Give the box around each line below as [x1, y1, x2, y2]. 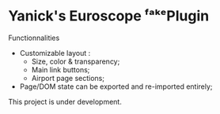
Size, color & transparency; [31, 57, 120, 66]
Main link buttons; [31, 64, 90, 74]
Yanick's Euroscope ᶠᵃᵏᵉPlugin [8, 7, 210, 25]
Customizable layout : [19, 48, 91, 57]
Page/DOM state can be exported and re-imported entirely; [19, 82, 213, 91]
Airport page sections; [31, 73, 105, 83]
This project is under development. [8, 97, 123, 106]
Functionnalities [8, 33, 60, 42]
